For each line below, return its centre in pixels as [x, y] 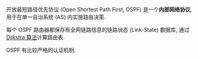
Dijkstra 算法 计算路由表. [35, 37]
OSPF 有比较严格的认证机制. [41, 50]
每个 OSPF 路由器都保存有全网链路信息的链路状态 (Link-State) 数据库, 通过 [98, 30]
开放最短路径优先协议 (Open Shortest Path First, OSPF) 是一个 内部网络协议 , [99, 9]
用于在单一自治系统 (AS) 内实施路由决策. [56, 17]
